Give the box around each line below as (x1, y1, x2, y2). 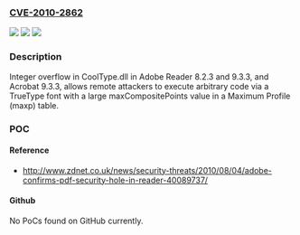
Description (9, 51, 62, 63)
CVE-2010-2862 (9, 6, 84, 19)
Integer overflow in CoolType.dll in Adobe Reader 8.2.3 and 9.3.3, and (9, 70, 269, 82)
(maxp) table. (9, 99, 60, 110)
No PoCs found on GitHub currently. (9, 215, 144, 226)
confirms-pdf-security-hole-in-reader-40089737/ (22, 174, 209, 185)
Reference (9, 145, 50, 155)
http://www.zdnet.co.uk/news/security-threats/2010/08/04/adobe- (22, 164, 273, 175)
